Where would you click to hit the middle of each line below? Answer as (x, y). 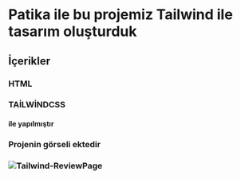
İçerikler (30, 61)
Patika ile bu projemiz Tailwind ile (120, 15)
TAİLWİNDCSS (37, 105)
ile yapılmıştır (31, 124)
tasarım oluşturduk (73, 31)
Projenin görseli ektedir (55, 144)
